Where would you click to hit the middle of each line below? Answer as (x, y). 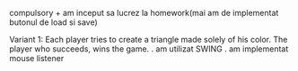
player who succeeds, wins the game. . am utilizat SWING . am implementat (149, 49)
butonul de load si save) (54, 22)
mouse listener (37, 58)
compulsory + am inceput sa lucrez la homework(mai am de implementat (144, 13)
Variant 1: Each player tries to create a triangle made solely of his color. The (149, 39)
